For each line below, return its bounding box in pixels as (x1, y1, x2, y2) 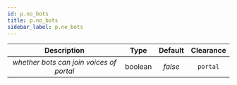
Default (158, 46, 185, 55)
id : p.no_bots (7, 10, 49, 18)
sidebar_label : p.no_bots (7, 23, 83, 30)
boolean (124, 62, 152, 72)
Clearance (190, 46, 226, 55)
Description (44, 46, 85, 55)
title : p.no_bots (7, 17, 59, 24)
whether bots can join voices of (12, 58, 117, 67)
